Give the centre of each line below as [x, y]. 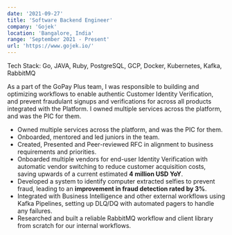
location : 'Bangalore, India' [51, 33]
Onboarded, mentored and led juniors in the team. [88, 137]
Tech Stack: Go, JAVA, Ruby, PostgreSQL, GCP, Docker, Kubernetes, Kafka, [115, 66]
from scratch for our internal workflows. [74, 226]
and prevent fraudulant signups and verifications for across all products [109, 101]
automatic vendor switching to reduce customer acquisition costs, [111, 167]
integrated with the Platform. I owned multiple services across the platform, [115, 109]
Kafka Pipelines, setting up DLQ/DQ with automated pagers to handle [116, 203]
